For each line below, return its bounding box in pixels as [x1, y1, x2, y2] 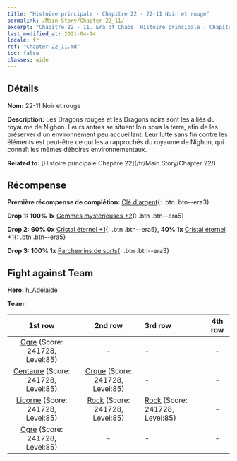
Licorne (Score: [16, 395, 68, 405]
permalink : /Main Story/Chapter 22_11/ [7, 17, 125, 24]
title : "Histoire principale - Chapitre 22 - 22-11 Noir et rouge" [7, 10, 210, 18]
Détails [7, 83, 39, 95]
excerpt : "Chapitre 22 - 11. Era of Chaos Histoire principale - [7, 23, 207, 30]
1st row [28, 321, 55, 331]
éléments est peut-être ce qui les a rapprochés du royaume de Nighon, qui [7, 137, 224, 146]
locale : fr [7, 37, 39, 44]
